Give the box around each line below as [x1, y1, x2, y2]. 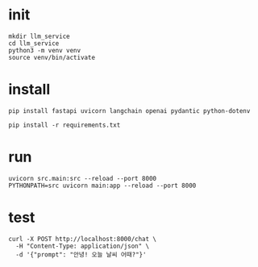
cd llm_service [8, 39, 60, 48]
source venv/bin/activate [8, 53, 95, 61]
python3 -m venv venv [8, 46, 81, 54]
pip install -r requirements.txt [8, 121, 121, 129]
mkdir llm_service [8, 32, 70, 40]
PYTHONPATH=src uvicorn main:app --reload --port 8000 [8, 181, 197, 190]
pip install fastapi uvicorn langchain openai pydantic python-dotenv [8, 106, 251, 115]
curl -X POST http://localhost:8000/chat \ [8, 235, 157, 243]
